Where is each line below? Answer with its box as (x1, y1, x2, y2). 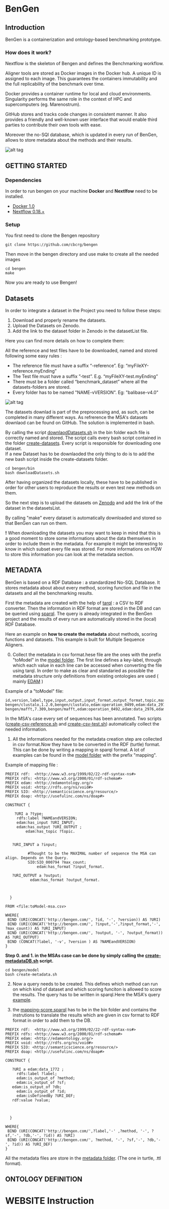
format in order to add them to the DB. (12, 1017, 92, 1023)
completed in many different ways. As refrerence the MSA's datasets (5, 414, 148, 420)
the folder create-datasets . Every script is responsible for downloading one (5, 440, 161, 446)
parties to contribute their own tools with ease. (5, 122, 102, 128)
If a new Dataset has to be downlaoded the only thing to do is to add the (5, 451, 155, 457)
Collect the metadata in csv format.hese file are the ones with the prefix (12, 651, 161, 657)
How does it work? (5, 49, 52, 56)
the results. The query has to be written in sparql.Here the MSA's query (12, 991, 160, 997)
